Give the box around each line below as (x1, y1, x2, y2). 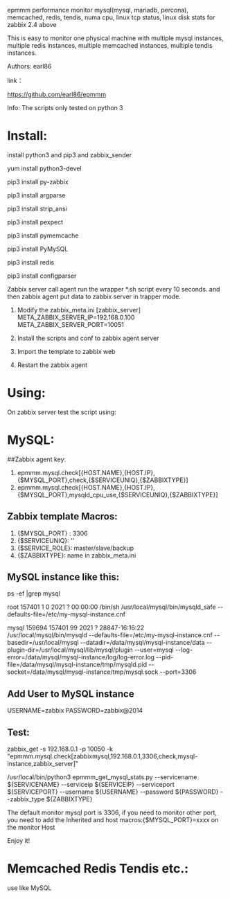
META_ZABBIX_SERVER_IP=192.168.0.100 (17, 313, 135, 321)
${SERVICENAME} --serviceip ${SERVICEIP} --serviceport (7, 781, 175, 789)
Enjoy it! (7, 837, 30, 845)
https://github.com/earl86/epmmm (7, 90, 106, 98)
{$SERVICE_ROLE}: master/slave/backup (17, 544, 134, 552)
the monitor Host (7, 824, 55, 832)
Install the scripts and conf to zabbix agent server (17, 334, 159, 342)
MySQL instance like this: (7, 571, 120, 583)
